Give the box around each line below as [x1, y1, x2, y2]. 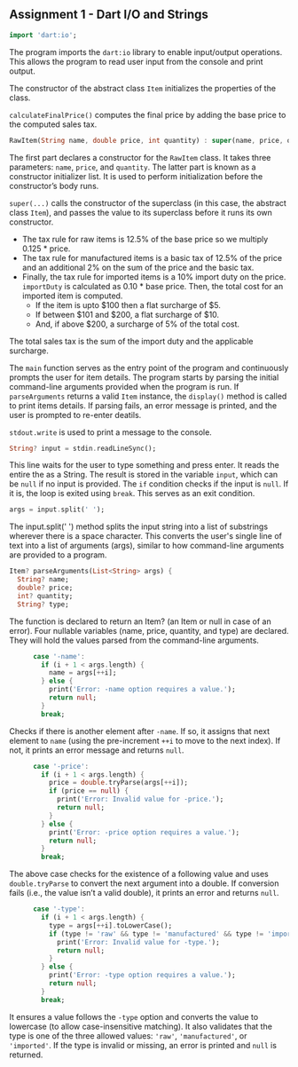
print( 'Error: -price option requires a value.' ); [48, 827, 240, 837]
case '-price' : [32, 762, 90, 771]
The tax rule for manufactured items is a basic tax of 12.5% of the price [21, 252, 282, 263]
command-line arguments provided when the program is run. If [9, 381, 239, 391]
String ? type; [17, 599, 69, 609]
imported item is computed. [21, 290, 123, 301]
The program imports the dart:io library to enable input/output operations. [9, 46, 283, 57]
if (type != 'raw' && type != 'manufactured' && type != [48, 929, 264, 938]
